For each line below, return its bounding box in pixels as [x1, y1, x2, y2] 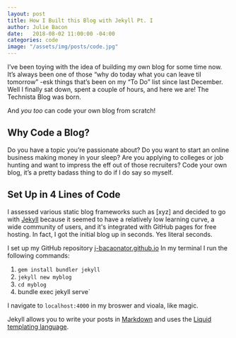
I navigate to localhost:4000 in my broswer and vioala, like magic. [7, 301, 199, 310]
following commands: [7, 251, 70, 260]
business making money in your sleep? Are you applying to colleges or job [7, 153, 224, 161]
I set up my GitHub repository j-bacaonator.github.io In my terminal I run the [7, 243, 228, 252]
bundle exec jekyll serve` [17, 287, 90, 296]
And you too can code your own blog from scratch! [7, 107, 156, 115]
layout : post [7, 10, 46, 18]
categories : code [7, 37, 59, 44]
